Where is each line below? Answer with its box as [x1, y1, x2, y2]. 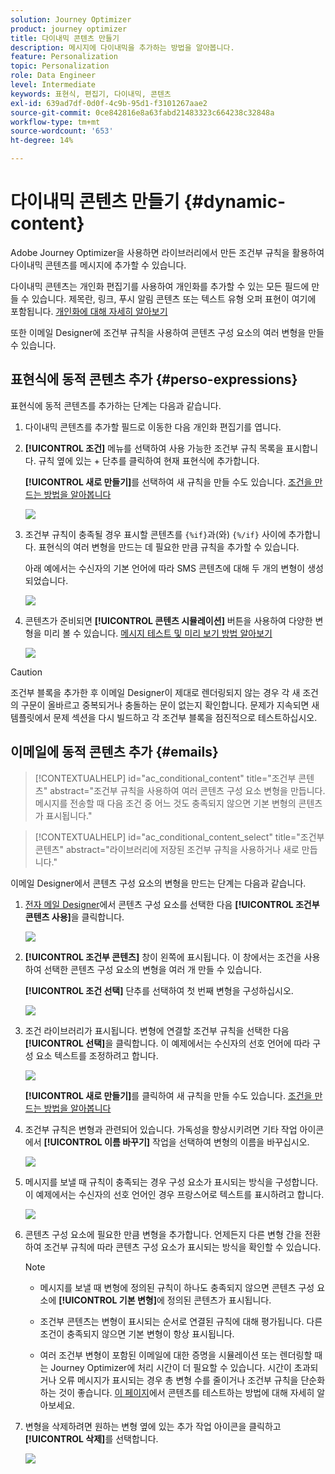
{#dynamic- [183, 191, 286, 213]
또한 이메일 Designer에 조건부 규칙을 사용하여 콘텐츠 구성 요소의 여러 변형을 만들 [10, 326, 325, 338]
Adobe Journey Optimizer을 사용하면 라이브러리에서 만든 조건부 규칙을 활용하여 [10, 246, 325, 258]
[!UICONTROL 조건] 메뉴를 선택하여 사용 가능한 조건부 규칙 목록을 [24, 442, 284, 454]
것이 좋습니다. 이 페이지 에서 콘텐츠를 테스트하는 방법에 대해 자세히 [58, 1386, 315, 1398]
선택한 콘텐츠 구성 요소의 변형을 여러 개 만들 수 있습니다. [43, 963, 263, 975]
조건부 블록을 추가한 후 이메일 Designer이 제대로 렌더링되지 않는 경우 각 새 [10, 686, 301, 698]
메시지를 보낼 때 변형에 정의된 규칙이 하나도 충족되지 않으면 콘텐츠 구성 [39, 1281, 315, 1293]
